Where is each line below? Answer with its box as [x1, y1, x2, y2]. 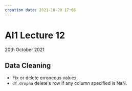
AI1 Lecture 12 [5, 29, 65, 41]
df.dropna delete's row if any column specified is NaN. [12, 80, 127, 86]
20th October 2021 [5, 47, 45, 53]
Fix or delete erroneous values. [12, 75, 78, 81]
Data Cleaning [5, 61, 51, 70]
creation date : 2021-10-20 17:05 [5, 7, 76, 13]
